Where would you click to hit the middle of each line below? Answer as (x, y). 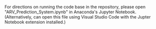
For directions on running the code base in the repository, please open (75, 7)
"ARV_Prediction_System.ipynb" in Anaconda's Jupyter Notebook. (70, 12)
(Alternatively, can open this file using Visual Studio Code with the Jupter (78, 17)
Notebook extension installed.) (35, 22)
